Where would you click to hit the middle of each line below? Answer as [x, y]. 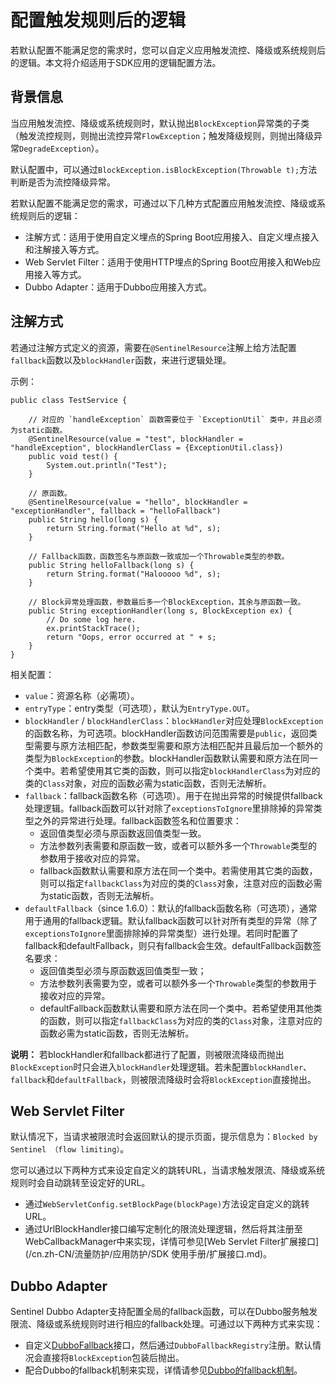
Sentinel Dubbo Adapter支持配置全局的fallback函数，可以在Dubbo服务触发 [164, 1312]
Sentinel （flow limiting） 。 [70, 1149]
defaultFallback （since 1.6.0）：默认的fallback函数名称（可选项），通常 [171, 908]
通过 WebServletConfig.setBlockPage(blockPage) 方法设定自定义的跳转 [167, 1204]
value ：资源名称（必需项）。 [82, 695]
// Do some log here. [91, 619]
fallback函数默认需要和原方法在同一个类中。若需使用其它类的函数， [178, 870]
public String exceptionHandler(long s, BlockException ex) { [160, 611]
